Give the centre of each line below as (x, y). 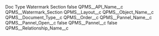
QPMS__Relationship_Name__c (37, 28)
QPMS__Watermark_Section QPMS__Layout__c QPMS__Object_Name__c (79, 12)
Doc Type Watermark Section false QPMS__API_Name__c (64, 7)
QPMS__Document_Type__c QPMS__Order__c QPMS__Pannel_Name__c (78, 17)
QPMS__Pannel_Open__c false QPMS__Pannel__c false (61, 23)
